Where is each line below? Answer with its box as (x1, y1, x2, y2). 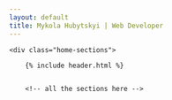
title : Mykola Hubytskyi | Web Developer (9, 21, 164, 30)
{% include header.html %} (25, 61, 124, 70)
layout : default (9, 12, 69, 22)
